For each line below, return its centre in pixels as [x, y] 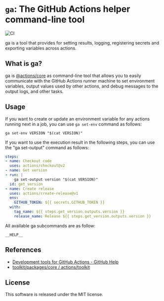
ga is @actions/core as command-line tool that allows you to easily [73, 76]
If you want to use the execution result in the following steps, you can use [80, 142]
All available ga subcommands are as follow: [50, 225]
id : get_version [26, 184]
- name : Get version [26, 171]
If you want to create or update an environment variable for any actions [77, 119]
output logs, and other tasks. [34, 91]
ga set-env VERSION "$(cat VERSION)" [44, 133]
